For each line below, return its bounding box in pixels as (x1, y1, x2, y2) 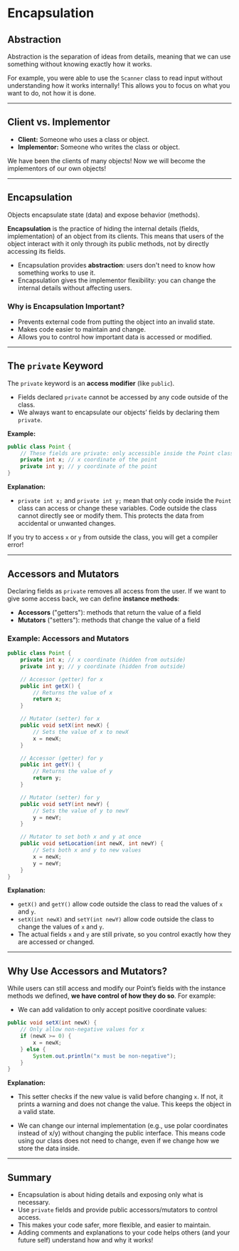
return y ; (33, 775, 62, 782)
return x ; (33, 695, 62, 703)
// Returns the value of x (33, 689, 113, 696)
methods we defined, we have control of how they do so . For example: (7, 991, 216, 1000)
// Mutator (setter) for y (20, 794, 100, 801)
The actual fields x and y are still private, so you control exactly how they (17, 930, 231, 939)
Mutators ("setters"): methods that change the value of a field (17, 616, 201, 624)
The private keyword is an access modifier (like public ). (7, 379, 175, 387)
